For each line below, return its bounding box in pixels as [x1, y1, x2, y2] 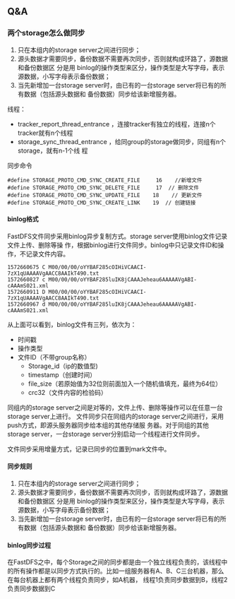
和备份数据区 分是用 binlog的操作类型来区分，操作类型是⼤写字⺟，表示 [17, 63, 225, 71]
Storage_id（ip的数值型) [28, 362, 99, 370]
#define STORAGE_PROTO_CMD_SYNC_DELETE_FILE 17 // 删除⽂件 [7, 184, 200, 191]
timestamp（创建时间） [28, 370, 97, 379]
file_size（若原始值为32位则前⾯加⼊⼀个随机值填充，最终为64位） [28, 379, 222, 388]
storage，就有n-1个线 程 [17, 146, 88, 155]
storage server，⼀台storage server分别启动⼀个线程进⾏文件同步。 [7, 429, 204, 438]
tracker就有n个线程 [17, 129, 73, 137]
